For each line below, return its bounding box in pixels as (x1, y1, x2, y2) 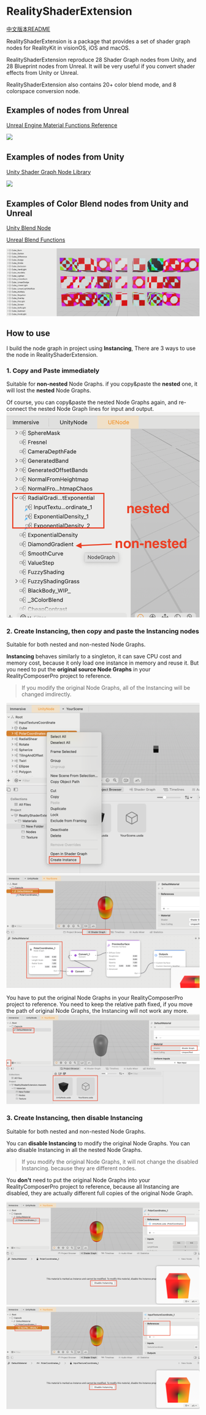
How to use (6, 328, 50, 338)
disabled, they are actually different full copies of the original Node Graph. (6, 1189, 194, 1197)
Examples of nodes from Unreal (6, 105, 129, 116)
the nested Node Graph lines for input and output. (28, 405, 154, 413)
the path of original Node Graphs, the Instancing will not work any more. (6, 1007, 189, 1014)
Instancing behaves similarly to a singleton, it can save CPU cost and (6, 652, 182, 660)
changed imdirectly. (21, 690, 72, 698)
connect (6, 405, 28, 413)
